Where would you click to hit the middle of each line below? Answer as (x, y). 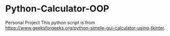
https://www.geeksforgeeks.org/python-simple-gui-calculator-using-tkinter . (86, 27)
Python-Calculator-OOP (57, 9)
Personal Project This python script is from (50, 22)
